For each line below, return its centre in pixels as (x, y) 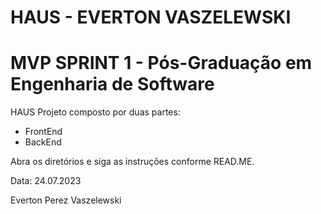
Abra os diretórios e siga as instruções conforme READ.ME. (132, 162)
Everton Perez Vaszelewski (66, 200)
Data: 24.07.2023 (46, 181)
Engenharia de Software (112, 84)
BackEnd (43, 142)
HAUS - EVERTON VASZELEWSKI (151, 17)
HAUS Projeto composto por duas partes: (95, 112)
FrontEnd (43, 132)
